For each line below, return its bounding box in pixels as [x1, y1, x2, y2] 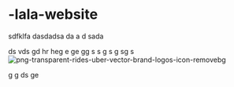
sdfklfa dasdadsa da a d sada [8, 31, 104, 41]
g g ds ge [8, 70, 39, 79]
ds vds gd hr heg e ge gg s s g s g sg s [8, 46, 135, 56]
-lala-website [8, 5, 98, 24]
